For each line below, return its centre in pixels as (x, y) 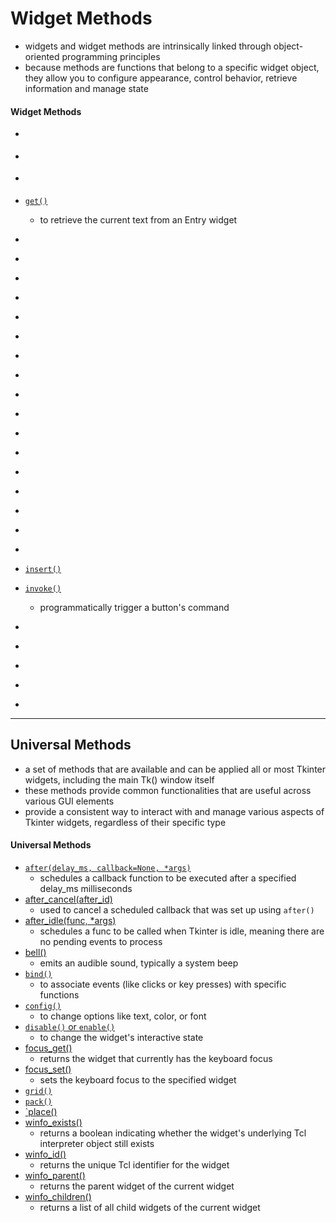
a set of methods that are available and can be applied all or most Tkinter (175, 769)
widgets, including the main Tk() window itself (119, 779)
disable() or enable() (70, 1026)
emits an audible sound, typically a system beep (139, 963)
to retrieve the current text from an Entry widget (138, 219)
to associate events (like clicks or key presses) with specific (163, 984)
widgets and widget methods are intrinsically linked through (148, 46)
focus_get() (48, 1048)
